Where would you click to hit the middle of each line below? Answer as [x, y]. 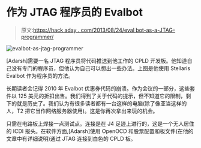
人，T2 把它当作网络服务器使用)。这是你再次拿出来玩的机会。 [82, 111]
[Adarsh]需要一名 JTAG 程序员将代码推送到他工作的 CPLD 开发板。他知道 [97, 61]
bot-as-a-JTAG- [156, 30]
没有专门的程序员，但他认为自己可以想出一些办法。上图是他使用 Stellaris [101, 68]
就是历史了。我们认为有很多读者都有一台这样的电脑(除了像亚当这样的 [102, 103]
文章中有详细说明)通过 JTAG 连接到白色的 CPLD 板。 [71, 138]
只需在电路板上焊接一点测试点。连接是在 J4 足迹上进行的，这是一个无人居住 [100, 123]
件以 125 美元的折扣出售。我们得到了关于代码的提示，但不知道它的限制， [96, 96]
